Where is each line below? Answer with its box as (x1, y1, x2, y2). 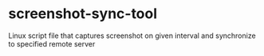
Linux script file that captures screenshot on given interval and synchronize (8, 31, 257, 40)
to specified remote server (8, 39, 96, 48)
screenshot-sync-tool (8, 5, 158, 23)
